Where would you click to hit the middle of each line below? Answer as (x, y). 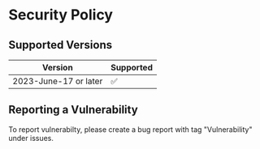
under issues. (31, 138)
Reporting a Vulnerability (73, 110)
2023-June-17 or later (58, 81)
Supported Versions (60, 45)
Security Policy (61, 15)
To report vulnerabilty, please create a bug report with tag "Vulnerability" (130, 129)
